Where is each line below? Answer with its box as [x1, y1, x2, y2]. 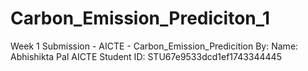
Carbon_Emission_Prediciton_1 [10, 7, 271, 30]
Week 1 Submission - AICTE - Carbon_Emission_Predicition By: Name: [10, 40, 299, 52]
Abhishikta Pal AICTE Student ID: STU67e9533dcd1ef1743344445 [10, 50, 282, 62]
